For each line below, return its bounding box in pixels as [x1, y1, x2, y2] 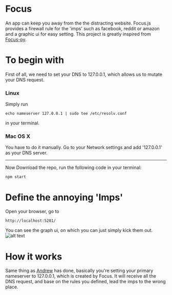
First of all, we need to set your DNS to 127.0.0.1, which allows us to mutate [5, 71, 163, 77]
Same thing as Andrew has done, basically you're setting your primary [5, 267, 154, 274]
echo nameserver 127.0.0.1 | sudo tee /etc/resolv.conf [5, 111, 127, 116]
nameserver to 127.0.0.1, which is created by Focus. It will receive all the [5, 273, 156, 279]
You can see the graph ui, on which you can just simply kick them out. [5, 227, 153, 234]
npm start [5, 175, 27, 180]
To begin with [5, 54, 64, 66]
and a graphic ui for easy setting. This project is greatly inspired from [5, 31, 151, 37]
